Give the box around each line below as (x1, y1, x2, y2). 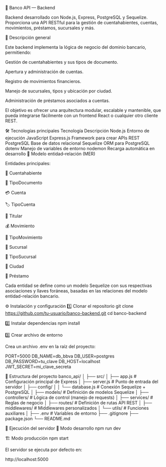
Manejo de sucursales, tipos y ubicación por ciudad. (5, 88, 112, 94)
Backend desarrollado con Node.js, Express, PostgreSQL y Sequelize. (5, 14, 148, 20)
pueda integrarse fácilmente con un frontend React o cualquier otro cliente (5, 112, 158, 118)
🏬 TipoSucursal (5, 254, 36, 260)
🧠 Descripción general (5, 35, 51, 40)
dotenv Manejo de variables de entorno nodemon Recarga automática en (5, 146, 155, 151)
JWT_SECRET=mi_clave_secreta (5, 364, 71, 370)
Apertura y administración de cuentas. (5, 69, 83, 75)
